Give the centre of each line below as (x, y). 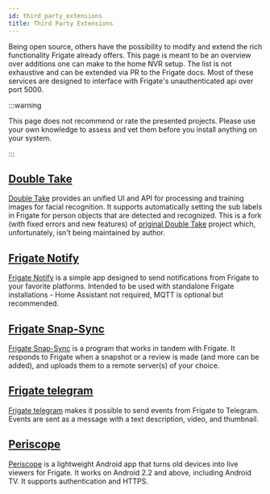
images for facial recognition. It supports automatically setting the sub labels (135, 207)
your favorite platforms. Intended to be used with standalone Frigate (121, 286)
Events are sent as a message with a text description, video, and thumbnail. (134, 419)
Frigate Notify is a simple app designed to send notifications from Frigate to (134, 278)
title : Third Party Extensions (61, 23)
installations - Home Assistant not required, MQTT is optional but (116, 295)
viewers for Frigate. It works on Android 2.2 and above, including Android (130, 472)
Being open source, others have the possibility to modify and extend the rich (135, 46)
